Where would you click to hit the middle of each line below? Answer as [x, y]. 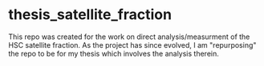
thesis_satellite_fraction [90, 15]
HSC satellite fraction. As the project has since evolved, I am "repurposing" [132, 45]
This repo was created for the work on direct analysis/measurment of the [129, 37]
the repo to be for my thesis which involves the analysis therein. [114, 53]
